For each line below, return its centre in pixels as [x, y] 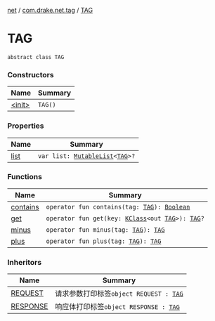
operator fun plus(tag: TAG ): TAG [104, 241]
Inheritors [25, 262]
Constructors [31, 74]
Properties [26, 126]
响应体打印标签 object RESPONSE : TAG [118, 307]
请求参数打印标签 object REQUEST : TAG [119, 294]
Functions [25, 177]
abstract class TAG [36, 57]
